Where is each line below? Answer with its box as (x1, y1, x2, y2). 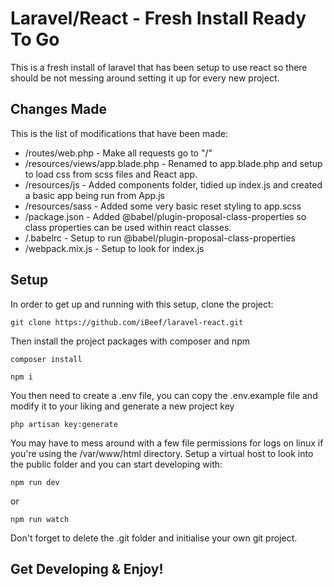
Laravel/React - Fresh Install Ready (10, 7, 307, 30)
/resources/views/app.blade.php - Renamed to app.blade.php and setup (24, 157, 323, 169)
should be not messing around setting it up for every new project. (10, 72, 280, 84)
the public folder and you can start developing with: (10, 458, 223, 470)
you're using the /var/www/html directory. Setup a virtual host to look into (10, 447, 314, 459)
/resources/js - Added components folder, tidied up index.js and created (24, 178, 323, 191)
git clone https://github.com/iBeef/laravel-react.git (10, 317, 244, 327)
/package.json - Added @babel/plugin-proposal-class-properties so (24, 210, 307, 222)
